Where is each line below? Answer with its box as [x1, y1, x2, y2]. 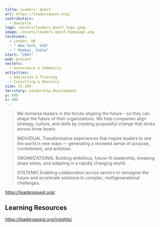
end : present [5, 57, 32, 62]
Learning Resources [5, 203, 67, 211]
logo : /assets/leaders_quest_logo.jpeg [5, 25, 86, 30]
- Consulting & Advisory [9, 79, 60, 84]
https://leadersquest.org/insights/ [5, 216, 72, 222]
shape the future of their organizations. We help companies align [16, 116, 147, 122]
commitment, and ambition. [16, 146, 72, 152]
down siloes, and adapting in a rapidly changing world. [16, 161, 127, 166]
